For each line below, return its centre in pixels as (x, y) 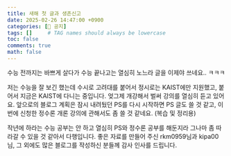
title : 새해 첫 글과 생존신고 (44, 13)
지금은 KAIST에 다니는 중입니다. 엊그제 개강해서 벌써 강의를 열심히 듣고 (115, 96)
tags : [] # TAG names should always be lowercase (87, 33)
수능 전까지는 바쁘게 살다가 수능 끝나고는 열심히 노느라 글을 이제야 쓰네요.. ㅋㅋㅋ (116, 72)
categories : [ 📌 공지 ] (37, 26)
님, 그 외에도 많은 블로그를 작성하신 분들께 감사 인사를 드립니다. (92, 145)
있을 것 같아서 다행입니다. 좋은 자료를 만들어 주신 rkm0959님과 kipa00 (123, 136)
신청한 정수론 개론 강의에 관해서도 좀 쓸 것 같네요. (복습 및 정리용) (108, 113)
